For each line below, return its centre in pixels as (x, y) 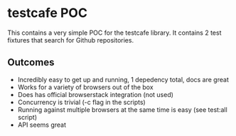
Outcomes (31, 63)
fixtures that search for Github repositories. (70, 40)
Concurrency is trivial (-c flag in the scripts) (81, 102)
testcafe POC (47, 13)
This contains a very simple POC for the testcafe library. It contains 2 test (114, 33)
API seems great (42, 125)
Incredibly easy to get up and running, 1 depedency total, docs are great (123, 79)
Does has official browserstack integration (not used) (96, 94)
